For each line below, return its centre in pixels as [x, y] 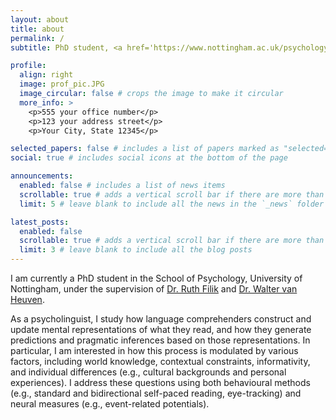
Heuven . [27, 299]
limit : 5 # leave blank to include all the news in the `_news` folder [172, 204]
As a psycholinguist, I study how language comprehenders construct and [161, 319]
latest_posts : [40, 222]
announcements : [42, 176]
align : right [46, 75]
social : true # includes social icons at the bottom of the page [149, 158]
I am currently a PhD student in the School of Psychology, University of [156, 278]
